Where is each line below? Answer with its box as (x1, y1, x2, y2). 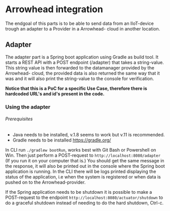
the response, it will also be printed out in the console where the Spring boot (5, 163, 165, 169)
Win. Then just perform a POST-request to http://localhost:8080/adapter (5, 152, 161, 158)
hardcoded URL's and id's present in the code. (5, 90, 105, 97)
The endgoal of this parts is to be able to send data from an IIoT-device (5, 20, 154, 26)
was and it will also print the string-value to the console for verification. (5, 75, 154, 82)
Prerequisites (5, 116, 33, 122)
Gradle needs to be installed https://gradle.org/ (12, 137, 111, 143)
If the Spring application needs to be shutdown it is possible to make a (5, 189, 152, 195)
